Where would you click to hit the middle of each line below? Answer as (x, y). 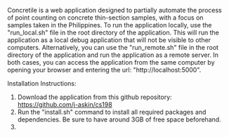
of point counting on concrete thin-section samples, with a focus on (105, 18)
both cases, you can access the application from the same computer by (111, 62)
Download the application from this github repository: (94, 97)
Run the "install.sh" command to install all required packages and (112, 112)
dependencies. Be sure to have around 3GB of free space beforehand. (119, 119)
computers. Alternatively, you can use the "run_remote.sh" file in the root (113, 47)
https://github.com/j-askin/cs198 (65, 104)
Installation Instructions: (42, 83)
